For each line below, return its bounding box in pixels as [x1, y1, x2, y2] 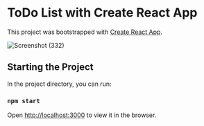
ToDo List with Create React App [7, 5, 198, 21]
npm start [7, 97, 40, 105]
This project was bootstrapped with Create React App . [7, 28, 163, 36]
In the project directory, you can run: [7, 80, 112, 88]
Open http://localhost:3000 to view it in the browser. [7, 111, 157, 119]
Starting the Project [7, 61, 94, 73]
